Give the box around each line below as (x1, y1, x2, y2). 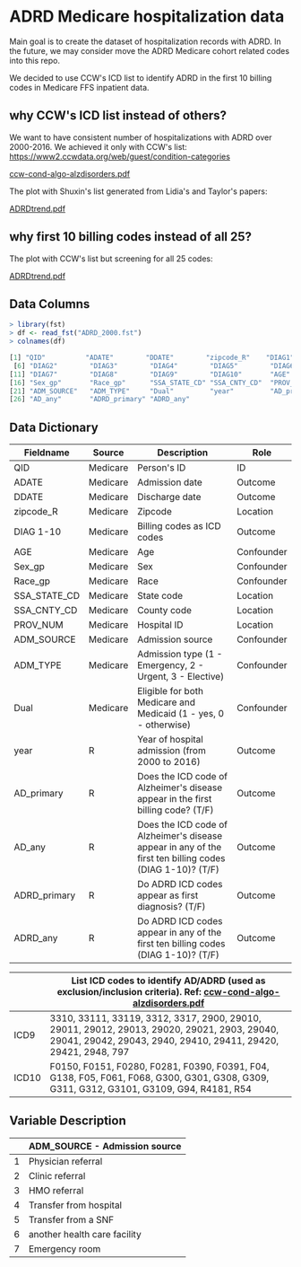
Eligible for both (137, 685, 204, 698)
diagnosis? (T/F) (137, 901, 206, 913)
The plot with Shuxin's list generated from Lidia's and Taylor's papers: (9, 186, 268, 197)
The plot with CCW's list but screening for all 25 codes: (9, 253, 213, 264)
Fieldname (23, 446, 70, 459)
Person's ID (137, 462, 186, 474)
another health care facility (28, 1227, 142, 1240)
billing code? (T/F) (137, 804, 214, 816)
